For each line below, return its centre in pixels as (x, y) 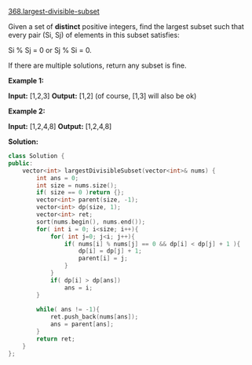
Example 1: (26, 81)
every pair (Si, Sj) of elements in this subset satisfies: (94, 35)
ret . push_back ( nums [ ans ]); (94, 317)
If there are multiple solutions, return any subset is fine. (97, 65)
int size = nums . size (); (77, 185)
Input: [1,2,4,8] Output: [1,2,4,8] (60, 126)
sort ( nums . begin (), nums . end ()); (91, 222)
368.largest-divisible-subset (54, 11)
